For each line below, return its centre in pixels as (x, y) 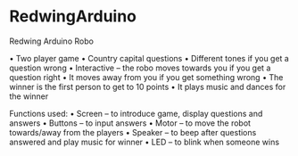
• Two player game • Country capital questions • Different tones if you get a (149, 58)
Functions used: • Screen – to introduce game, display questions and (136, 113)
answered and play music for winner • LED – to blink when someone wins (144, 142)
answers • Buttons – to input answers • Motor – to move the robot (130, 123)
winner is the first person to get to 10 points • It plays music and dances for (148, 86)
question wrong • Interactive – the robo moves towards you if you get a (140, 68)
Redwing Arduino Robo (51, 41)
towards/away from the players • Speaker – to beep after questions (133, 132)
